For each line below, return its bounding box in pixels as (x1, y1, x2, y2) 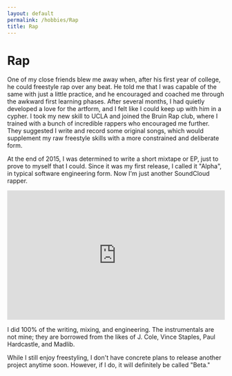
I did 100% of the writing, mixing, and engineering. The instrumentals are (7, 326, 215, 334)
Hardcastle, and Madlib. (7, 340, 75, 348)
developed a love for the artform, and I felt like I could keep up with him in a (7, 105, 222, 113)
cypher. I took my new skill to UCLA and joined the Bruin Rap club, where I (7, 112, 218, 121)
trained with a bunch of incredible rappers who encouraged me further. (7, 119, 210, 128)
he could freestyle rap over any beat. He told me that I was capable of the (7, 83, 217, 91)
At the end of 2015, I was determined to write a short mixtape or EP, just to (7, 155, 219, 163)
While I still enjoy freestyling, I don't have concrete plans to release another (7, 353, 222, 362)
